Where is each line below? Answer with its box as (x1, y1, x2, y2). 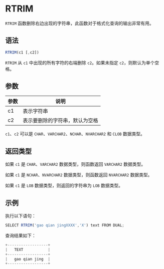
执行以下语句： (5, 213, 36, 219)
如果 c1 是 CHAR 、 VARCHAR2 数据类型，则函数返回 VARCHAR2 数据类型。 (5, 161, 146, 167)
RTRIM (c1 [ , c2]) (5, 50, 39, 55)
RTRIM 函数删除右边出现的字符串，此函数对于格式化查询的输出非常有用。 (5, 20, 154, 26)
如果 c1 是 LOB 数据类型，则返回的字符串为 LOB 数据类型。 (5, 182, 123, 188)
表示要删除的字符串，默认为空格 (23, 117, 99, 124)
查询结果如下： (5, 232, 36, 238)
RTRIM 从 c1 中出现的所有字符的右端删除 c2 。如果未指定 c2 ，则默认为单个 (5, 60, 155, 66)
